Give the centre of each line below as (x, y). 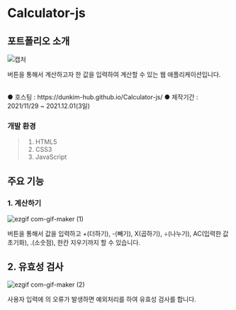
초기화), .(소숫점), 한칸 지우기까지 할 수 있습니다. (74, 242)
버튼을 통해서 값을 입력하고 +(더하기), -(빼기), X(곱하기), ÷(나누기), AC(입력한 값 (118, 233)
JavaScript (51, 157)
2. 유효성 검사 (35, 267)
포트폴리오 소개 (39, 41)
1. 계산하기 (24, 203)
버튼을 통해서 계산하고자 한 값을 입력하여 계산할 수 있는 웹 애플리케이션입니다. (114, 74)
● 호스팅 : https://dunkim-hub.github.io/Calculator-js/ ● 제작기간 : (103, 97)
